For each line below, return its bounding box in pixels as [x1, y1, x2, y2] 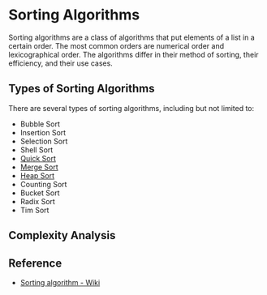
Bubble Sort [19, 119, 61, 129]
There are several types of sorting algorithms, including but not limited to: [8, 103, 255, 113]
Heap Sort [19, 170, 55, 180]
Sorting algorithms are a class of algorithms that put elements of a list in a [8, 32, 256, 42]
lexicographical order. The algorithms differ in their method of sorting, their [8, 49, 259, 59]
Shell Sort [19, 144, 54, 155]
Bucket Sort [19, 188, 60, 198]
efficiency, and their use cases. [8, 58, 114, 68]
